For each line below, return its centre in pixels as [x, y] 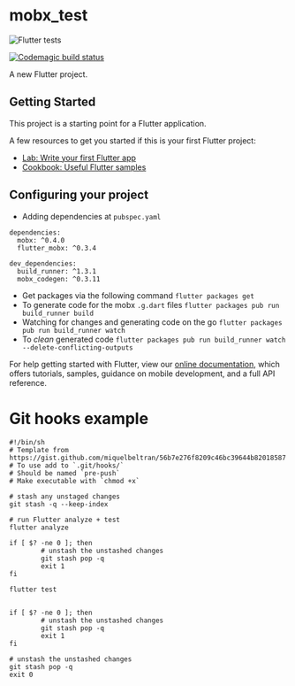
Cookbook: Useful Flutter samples [84, 167]
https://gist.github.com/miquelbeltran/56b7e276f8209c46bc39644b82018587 [148, 458]
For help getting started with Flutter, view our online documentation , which [145, 364]
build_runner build [58, 313]
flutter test [33, 590]
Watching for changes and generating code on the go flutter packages [152, 322]
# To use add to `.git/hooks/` [67, 466]
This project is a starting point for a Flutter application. [108, 123]
